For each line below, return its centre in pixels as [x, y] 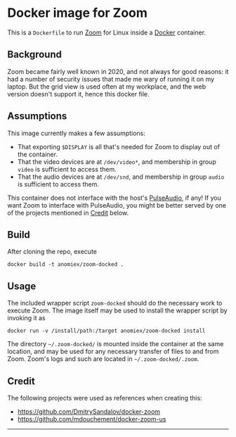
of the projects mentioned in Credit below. [68, 213]
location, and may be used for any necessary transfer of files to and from [113, 351]
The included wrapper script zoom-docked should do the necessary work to [115, 303]
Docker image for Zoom [77, 13]
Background [34, 55]
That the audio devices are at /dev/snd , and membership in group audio [121, 177]
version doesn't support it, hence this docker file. [78, 94]
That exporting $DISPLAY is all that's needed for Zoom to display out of [118, 146]
